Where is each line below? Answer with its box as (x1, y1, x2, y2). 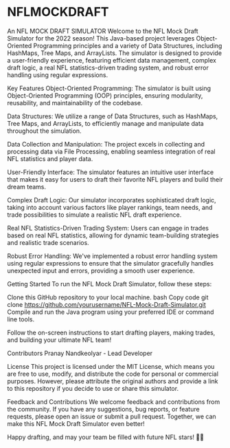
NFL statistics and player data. (7, 154, 93, 162)
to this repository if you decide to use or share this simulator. (7, 384, 179, 392)
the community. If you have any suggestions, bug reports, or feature (7, 405, 200, 413)
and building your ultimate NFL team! (7, 335, 112, 344)
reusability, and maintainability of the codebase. (7, 98, 143, 107)
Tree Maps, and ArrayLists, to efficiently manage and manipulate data (7, 119, 204, 127)
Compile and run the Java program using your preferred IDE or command (7, 308, 214, 316)
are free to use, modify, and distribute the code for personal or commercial (7, 370, 218, 378)
